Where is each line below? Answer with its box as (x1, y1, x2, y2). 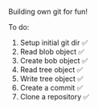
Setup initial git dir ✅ (19, 38, 88, 47)
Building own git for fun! (8, 7, 88, 16)
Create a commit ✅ (19, 83, 84, 92)
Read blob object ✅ (19, 47, 85, 56)
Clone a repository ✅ (19, 92, 90, 101)
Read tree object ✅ (19, 65, 84, 75)
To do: (8, 22, 30, 31)
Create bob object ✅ (19, 56, 88, 65)
